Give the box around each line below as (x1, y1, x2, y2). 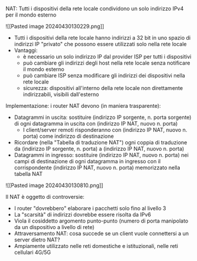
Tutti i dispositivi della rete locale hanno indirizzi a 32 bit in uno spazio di (14, 34, 190, 41)
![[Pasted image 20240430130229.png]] (5, 23, 105, 30)
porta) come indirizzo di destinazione (22, 133, 114, 140)
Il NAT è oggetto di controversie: (5, 194, 85, 200)
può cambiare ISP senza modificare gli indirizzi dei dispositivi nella (22, 72, 186, 79)
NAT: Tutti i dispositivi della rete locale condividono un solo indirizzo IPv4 (5, 5, 184, 12)
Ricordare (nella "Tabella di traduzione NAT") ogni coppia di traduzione (14, 139, 188, 146)
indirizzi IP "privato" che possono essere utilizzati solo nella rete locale (14, 41, 187, 47)
